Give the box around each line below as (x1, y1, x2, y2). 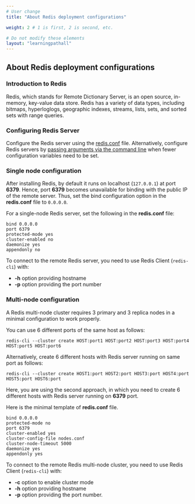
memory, (6, 99, 27, 106)
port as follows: (6, 359, 44, 366)
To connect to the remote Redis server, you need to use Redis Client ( (6, 257, 173, 264)
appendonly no (6, 247, 41, 253)
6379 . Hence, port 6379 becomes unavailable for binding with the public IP (6, 186, 188, 193)
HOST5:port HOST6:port (6, 376, 61, 382)
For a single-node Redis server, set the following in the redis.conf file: (6, 210, 175, 217)
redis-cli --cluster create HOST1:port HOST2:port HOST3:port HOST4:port (6, 371, 190, 376)
